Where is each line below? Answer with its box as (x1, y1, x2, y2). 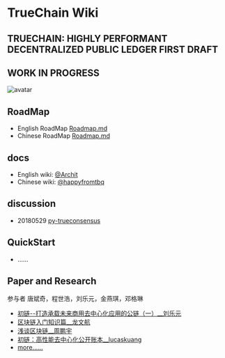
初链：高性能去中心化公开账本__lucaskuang (17, 336, 142, 344)
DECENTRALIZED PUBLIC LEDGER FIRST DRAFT (7, 43, 219, 55)
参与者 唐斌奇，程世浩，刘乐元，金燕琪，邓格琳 (7, 295, 143, 303)
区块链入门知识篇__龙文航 (17, 318, 91, 327)
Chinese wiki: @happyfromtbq (17, 178, 104, 186)
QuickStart (7, 237, 56, 249)
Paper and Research (7, 275, 97, 287)
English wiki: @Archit (17, 171, 78, 179)
